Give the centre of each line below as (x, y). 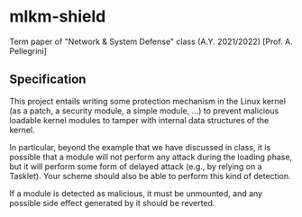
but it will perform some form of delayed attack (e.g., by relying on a (136, 166)
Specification (48, 80)
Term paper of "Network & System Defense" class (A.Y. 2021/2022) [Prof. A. (151, 41)
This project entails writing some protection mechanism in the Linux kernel (148, 101)
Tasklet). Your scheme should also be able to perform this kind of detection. (150, 176)
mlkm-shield (58, 17)
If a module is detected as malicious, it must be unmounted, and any (136, 193)
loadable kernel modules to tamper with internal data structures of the (139, 120)
